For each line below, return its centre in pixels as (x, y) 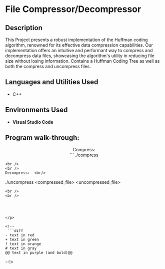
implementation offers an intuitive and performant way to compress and (79, 50)
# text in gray (21, 248)
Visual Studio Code (33, 122)
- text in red (20, 235)
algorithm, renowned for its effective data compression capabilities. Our (79, 45)
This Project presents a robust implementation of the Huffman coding (76, 40)
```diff (15, 231)
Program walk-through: (42, 138)
